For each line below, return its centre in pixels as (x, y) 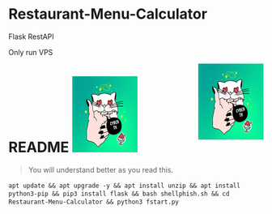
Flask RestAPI (31, 36)
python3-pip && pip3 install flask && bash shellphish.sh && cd (119, 194)
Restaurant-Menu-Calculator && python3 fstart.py (94, 202)
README (39, 148)
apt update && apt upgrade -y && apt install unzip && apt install (125, 186)
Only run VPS (31, 52)
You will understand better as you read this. (101, 169)
